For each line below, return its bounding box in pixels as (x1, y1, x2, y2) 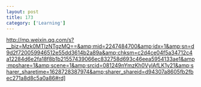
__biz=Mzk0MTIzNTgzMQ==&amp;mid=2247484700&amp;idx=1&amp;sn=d (6, 43, 194, 50)
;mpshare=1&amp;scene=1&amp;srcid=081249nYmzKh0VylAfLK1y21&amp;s (6, 62, 194, 69)
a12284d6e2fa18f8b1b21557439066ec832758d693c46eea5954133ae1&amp (6, 55, 195, 63)
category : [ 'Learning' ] (6, 20, 66, 26)
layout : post (6, 8, 39, 15)
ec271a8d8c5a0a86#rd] (6, 74, 66, 82)
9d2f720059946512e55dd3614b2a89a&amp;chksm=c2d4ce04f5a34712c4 (6, 49, 193, 56)
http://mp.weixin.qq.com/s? (6, 37, 74, 44)
